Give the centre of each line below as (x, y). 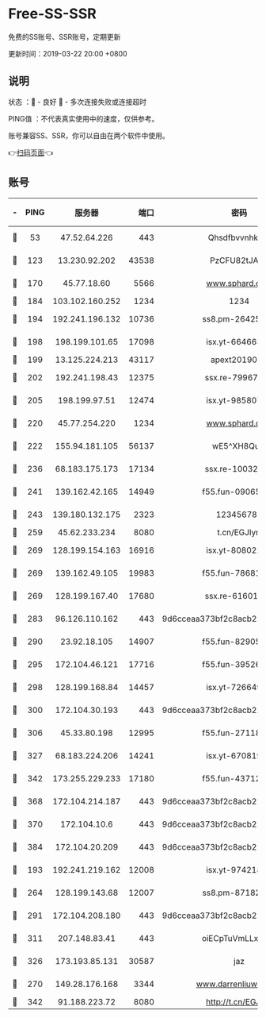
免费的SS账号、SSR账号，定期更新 (65, 37)
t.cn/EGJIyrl (239, 532)
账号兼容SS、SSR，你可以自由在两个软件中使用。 (89, 135)
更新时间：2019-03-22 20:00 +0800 (68, 53)
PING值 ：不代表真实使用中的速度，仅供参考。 (84, 118)
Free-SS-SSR (52, 14)
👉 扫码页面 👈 (31, 152)
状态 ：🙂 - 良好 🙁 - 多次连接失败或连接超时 (77, 102)
